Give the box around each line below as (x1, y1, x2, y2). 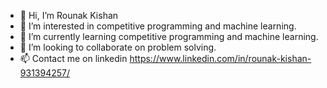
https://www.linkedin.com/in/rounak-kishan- (129, 53, 312, 64)
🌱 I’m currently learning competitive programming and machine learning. (19, 31, 319, 42)
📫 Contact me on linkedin (19, 53, 128, 64)
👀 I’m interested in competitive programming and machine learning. (19, 20, 297, 32)
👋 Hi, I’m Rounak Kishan (19, 10, 119, 21)
